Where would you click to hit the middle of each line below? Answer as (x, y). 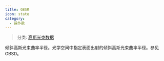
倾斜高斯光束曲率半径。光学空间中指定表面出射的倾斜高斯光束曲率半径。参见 (82, 48)
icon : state (17, 14)
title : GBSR (17, 9)
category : (15, 18)
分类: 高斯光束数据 (35, 37)
